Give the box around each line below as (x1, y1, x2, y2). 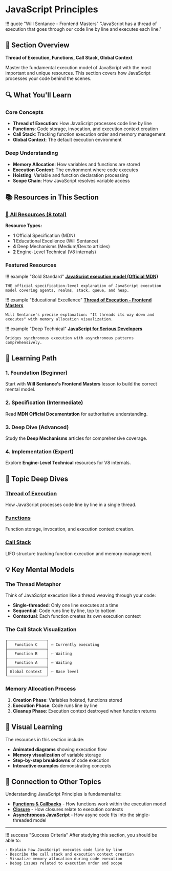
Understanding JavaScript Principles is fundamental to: (5, 791, 122, 797)
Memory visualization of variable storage (12, 752, 101, 758)
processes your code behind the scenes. (5, 75, 92, 82)
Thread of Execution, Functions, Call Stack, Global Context (5, 54, 133, 60)
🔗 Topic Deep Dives (5, 474, 69, 483)
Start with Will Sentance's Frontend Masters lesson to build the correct (5, 381, 157, 387)
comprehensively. (5, 340, 42, 345)
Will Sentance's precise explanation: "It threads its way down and (5, 312, 155, 317)
